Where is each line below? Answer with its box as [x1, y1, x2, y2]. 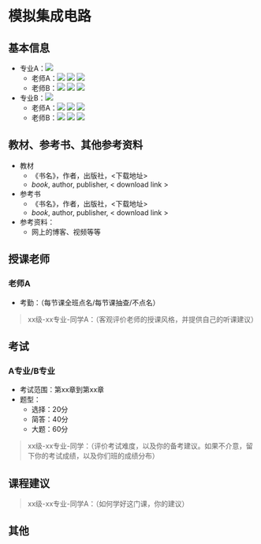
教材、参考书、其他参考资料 [8, 138, 144, 152]
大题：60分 [31, 425, 69, 434]
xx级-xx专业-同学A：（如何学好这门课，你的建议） [27, 499, 189, 508]
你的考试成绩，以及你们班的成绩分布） [34, 451, 159, 461]
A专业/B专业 [8, 365, 55, 376]
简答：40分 [31, 414, 69, 424]
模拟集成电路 [8, 7, 92, 25]
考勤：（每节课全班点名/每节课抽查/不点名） [19, 297, 160, 307]
